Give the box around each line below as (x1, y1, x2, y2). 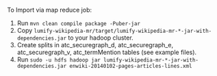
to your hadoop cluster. (68, 34, 133, 42)
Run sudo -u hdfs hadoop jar (16, 55, 101, 64)
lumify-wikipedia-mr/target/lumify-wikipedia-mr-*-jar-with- (34, 27, 212, 34)
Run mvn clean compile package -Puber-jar (16, 19, 141, 27)
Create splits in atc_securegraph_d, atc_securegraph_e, (16, 41, 173, 49)
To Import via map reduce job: (7, 6, 92, 14)
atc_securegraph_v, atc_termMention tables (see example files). (16, 48, 197, 56)
